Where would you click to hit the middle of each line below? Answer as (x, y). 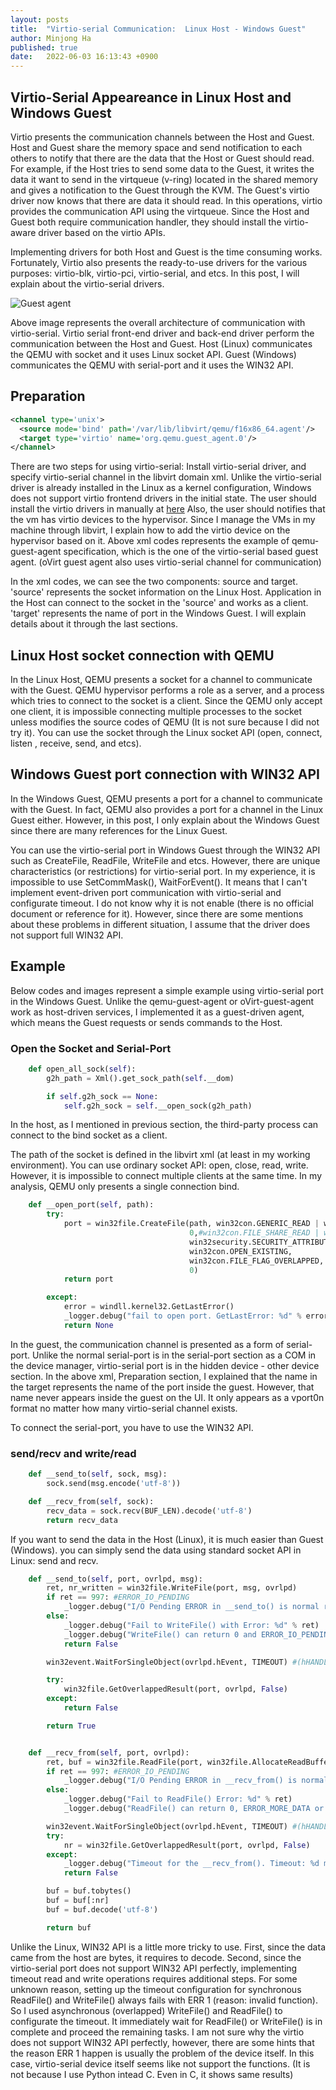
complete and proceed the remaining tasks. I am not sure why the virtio (157, 2032)
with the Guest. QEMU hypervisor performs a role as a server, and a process (167, 690)
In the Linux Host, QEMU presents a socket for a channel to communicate (161, 680)
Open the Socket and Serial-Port (91, 1048)
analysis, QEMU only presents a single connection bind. (125, 1187)
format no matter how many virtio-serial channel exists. (124, 1408)
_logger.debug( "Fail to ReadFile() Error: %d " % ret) (178, 1799)
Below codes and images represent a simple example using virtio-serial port (167, 990)
